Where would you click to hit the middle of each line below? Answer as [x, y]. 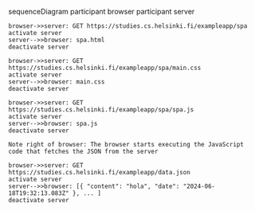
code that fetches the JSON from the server [83, 151]
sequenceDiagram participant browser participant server [102, 12]
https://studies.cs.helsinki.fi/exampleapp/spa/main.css [105, 68]
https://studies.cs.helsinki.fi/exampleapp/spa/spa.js [101, 110]
